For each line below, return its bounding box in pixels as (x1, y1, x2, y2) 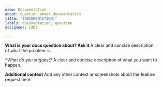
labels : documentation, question (5, 20, 73, 26)
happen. (5, 62, 22, 68)
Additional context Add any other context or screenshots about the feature (5, 72, 155, 77)
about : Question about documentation (5, 12, 81, 16)
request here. (5, 77, 32, 83)
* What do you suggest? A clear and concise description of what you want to (5, 57, 157, 63)
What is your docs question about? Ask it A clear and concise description (5, 43, 154, 48)
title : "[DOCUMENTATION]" (5, 16, 57, 21)
